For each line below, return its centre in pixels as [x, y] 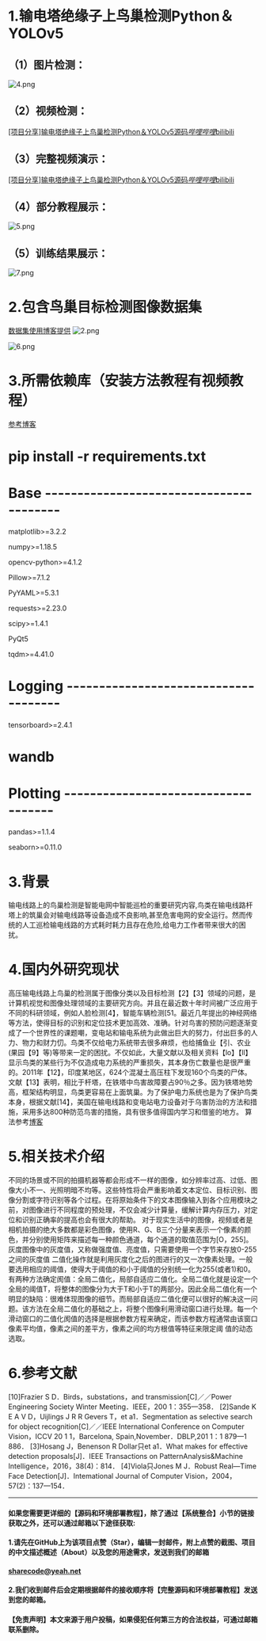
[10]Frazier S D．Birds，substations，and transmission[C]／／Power [120, 1397]
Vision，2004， [211, 1476]
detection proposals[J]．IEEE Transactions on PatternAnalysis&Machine [126, 1457]
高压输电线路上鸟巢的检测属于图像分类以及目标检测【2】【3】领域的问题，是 [132, 993]
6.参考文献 [43, 1373]
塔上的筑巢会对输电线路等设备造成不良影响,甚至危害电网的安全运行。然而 [127, 915]
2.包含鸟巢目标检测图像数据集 [105, 308]
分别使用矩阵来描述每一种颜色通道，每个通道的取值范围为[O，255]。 [141, 1240]
